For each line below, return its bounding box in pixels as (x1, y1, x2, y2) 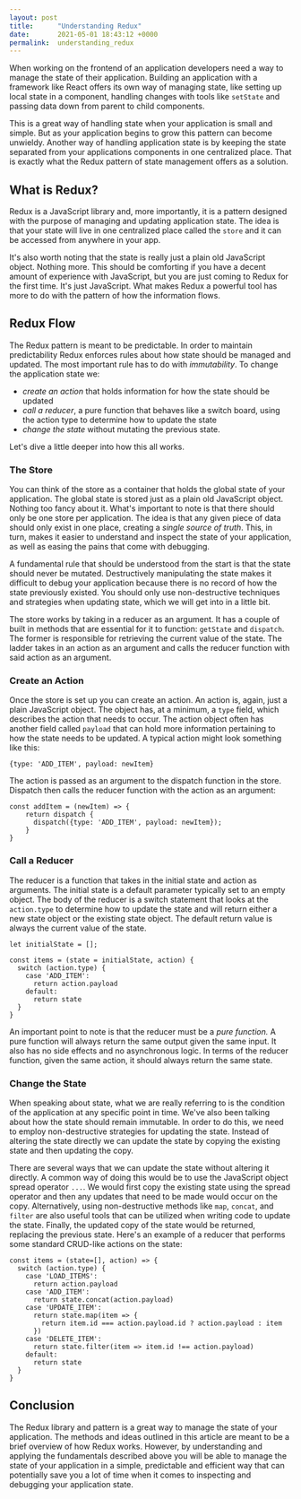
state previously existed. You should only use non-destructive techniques (9, 587, 280, 598)
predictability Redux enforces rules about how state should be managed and (9, 349, 291, 360)
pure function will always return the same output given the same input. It (9, 1035, 277, 1046)
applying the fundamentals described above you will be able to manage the (9, 1450, 288, 1461)
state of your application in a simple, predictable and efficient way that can (9, 1460, 285, 1470)
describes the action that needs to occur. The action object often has (9, 714, 264, 724)
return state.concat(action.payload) (32, 1295, 175, 1304)
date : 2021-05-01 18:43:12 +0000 (9, 30, 159, 39)
